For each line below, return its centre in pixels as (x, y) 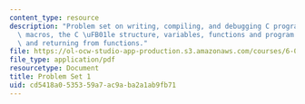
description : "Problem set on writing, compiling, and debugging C (140, 26)
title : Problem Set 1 (50, 77)
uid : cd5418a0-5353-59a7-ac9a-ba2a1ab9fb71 (93, 85)
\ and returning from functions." (83, 43)
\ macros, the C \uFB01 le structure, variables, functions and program (156, 34)
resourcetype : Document (54, 69)
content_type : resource (54, 18)
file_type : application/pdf (63, 60)
